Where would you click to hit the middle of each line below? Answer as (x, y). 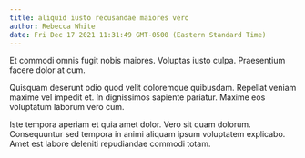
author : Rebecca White (52, 26)
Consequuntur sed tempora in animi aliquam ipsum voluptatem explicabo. (147, 134)
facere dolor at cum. (48, 70)
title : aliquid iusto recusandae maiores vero (99, 18)
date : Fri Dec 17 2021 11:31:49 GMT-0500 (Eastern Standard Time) (138, 35)
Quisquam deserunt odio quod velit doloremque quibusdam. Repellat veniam (153, 88)
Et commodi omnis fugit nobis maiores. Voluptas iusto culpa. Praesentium (147, 61)
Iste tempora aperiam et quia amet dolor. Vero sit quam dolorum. (130, 124)
